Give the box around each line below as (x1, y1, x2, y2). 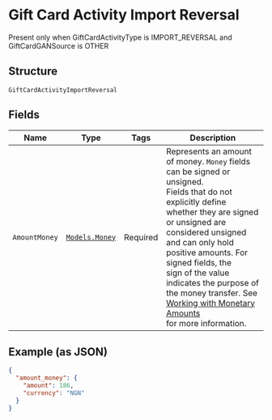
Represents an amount (165, 146, 253, 157)
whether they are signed (165, 206, 259, 218)
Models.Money (66, 232, 117, 242)
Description (189, 132, 236, 143)
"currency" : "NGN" (23, 389, 85, 397)
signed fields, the (165, 257, 232, 268)
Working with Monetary (165, 297, 256, 308)
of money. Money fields (165, 155, 251, 167)
